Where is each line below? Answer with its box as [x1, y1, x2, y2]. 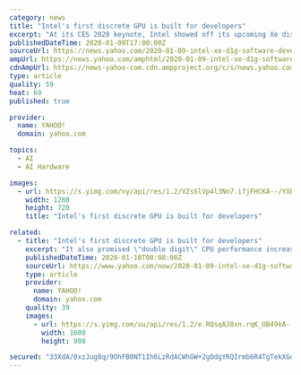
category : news [9, 13, 66, 22]
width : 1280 [25, 195, 70, 205]
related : [9, 228, 42, 238]
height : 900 [41, 336, 87, 345]
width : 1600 [41, 328, 87, 337]
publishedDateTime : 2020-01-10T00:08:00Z [25, 253, 182, 262]
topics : [9, 145, 39, 155]
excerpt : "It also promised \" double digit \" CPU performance [25, 244, 262, 254]
